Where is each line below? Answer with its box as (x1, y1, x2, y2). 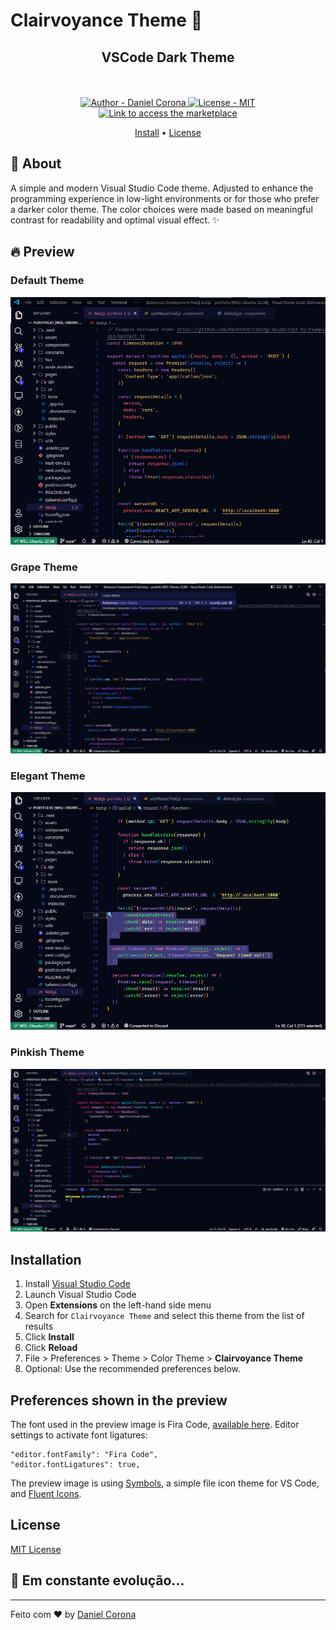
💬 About (10, 155, 62, 173)
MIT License (10, 1543, 62, 1555)
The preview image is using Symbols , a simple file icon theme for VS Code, (10, 1477, 320, 1489)
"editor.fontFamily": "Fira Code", (10, 1450, 159, 1460)
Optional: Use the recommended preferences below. (24, 1363, 241, 1375)
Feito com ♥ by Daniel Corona (10, 1608, 137, 1620)
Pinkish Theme (10, 1045, 85, 1059)
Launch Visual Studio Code (24, 1289, 137, 1301)
